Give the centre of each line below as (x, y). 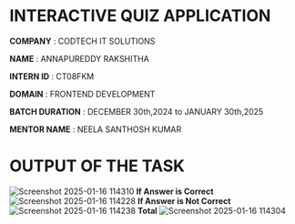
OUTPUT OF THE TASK (97, 166)
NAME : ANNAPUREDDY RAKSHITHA (80, 58)
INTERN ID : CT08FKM (52, 76)
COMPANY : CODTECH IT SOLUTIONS (82, 41)
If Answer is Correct (175, 191)
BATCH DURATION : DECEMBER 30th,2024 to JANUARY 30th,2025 (137, 111)
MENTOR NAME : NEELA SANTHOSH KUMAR (96, 129)
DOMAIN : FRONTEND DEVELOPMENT (82, 94)
